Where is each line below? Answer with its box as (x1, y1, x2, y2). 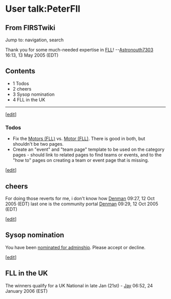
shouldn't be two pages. (12, 141, 64, 147)
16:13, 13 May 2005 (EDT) (5, 52, 59, 58)
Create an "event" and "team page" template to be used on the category (12, 146, 165, 153)
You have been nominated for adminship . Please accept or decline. (5, 244, 146, 250)
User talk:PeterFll (5, 3, 80, 15)
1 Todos (12, 80, 30, 87)
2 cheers (12, 86, 32, 92)
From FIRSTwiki (5, 23, 55, 32)
